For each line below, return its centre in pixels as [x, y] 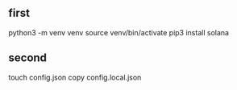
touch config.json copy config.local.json [75, 77]
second [27, 58]
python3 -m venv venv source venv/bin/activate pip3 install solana [119, 32]
